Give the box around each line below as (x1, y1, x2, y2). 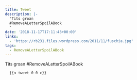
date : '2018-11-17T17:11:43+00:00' (5, 30, 77, 34)
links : (5, 34, 18, 39)
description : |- (5, 12, 38, 16)
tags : (5, 43, 16, 48)
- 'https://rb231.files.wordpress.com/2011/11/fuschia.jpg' (9, 39, 134, 44)
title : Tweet (5, 7, 32, 12)
